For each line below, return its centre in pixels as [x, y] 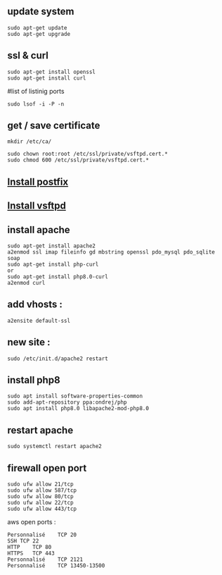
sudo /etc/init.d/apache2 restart [58, 359]
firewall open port [47, 468]
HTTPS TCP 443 [31, 554]
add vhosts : [35, 305]
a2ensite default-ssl [39, 321]
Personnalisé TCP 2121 [45, 559]
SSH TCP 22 [23, 541]
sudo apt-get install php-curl [53, 265]
